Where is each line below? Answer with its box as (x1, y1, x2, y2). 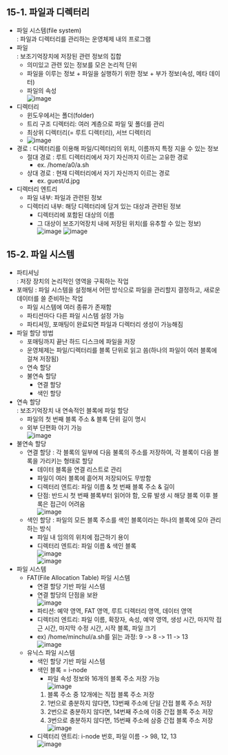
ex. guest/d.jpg (37, 177, 81, 185)
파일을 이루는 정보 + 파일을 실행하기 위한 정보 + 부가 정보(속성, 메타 (26, 69, 208, 77)
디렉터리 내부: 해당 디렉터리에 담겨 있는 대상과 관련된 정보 (26, 202, 182, 210)
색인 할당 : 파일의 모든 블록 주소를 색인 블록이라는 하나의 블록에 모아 (26, 516, 209, 524)
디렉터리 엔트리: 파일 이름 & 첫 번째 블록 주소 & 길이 (37, 482, 175, 491)
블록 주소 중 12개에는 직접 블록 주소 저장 (47, 690, 155, 698)
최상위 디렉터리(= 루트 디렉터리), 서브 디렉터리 (26, 128, 152, 137)
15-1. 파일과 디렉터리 (6, 6, 90, 19)
